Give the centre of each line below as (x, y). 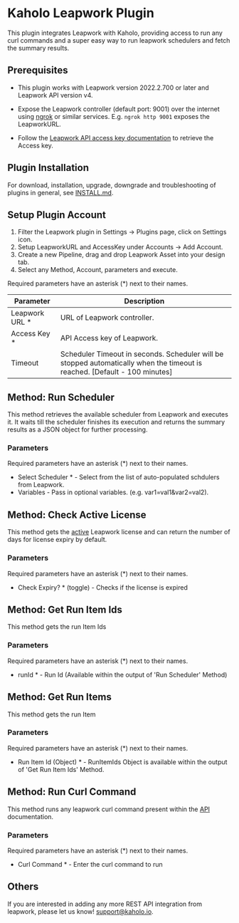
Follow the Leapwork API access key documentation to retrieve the (116, 137)
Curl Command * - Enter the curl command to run (90, 864)
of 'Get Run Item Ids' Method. (61, 769)
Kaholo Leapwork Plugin (81, 13)
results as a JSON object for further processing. (78, 429)
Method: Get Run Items (59, 697)
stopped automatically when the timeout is (131, 363)
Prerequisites (38, 70)
